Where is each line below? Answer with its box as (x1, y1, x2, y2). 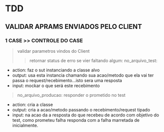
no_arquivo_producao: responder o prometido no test (17, 92, 126, 98)
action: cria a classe (12, 101, 53, 108)
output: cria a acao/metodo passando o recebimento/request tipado (12, 107, 150, 112)
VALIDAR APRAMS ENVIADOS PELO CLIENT (5, 22, 142, 31)
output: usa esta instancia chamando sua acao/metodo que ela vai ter (12, 72, 154, 78)
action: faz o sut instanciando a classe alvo (12, 67, 100, 73)
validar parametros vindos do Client (17, 48, 90, 54)
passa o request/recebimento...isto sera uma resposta (12, 77, 122, 83)
